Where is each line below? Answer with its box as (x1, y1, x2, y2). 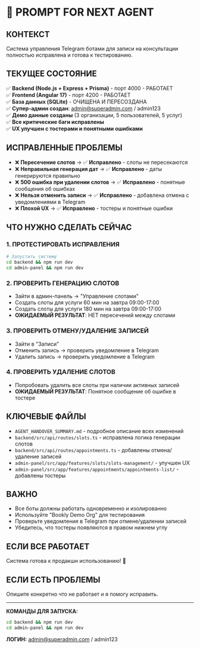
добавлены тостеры (14, 472, 66, 479)
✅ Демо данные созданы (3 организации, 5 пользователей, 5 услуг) (6, 111, 183, 118)
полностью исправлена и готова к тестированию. (6, 51, 133, 59)
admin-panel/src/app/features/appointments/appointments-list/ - (14, 465, 179, 473)
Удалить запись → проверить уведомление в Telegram (14, 353, 155, 360)
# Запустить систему (6, 254, 58, 260)
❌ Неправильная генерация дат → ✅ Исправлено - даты (14, 165, 162, 172)
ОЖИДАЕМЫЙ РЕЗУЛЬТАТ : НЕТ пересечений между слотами (14, 312, 176, 319)
